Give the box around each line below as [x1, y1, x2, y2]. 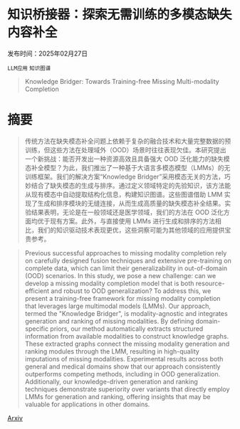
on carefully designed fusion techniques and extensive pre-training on [24, 256, 231, 265]
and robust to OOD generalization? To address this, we [51, 286, 212, 295]
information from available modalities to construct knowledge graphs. [24, 332, 229, 340]
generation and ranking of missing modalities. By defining [24, 317, 194, 325]
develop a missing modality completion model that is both [24, 279, 194, 287]
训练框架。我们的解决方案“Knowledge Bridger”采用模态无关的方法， [24, 172, 224, 181]
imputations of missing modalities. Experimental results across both [24, 354, 224, 363]
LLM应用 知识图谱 [7, 65, 51, 72]
